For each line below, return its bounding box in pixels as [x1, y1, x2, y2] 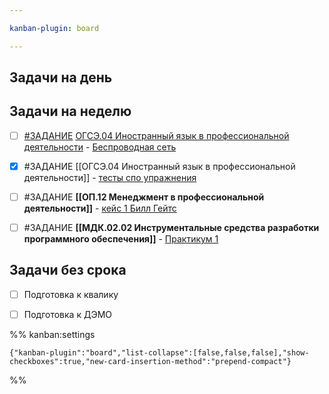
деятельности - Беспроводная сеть [23, 141, 177, 153]
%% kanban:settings [9, 329, 96, 341]
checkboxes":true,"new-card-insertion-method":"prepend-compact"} [9, 357, 292, 367]
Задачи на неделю [9, 103, 132, 120]
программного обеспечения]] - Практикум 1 [23, 233, 219, 245]
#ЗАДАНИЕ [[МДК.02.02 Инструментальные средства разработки [23, 222, 320, 234]
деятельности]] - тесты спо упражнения [23, 171, 197, 183]
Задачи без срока [9, 262, 127, 279]
